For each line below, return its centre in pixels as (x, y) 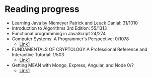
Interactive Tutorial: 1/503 (38, 54)
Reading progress (42, 9)
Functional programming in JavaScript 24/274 (59, 33)
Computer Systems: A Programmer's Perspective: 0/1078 (70, 39)
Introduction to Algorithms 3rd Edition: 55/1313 (59, 28)
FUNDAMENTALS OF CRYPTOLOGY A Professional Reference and (79, 49)
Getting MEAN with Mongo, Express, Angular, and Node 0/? (73, 65)
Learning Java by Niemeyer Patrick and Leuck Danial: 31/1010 (75, 23)
